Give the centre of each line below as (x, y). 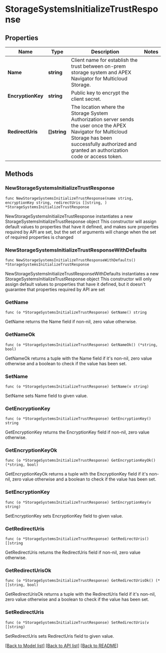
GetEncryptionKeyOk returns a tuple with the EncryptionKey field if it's (77, 474)
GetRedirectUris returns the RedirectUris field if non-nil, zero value (73, 553)
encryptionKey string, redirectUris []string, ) (56, 203)
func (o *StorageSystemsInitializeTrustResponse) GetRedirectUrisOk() (79, 581)
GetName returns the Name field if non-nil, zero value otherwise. (71, 322)
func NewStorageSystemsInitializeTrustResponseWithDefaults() (70, 260)
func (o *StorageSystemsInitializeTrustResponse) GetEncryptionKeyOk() (80, 461)
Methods (19, 174)
